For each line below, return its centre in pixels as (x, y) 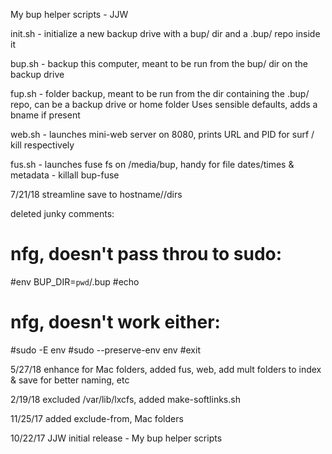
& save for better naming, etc (70, 380)
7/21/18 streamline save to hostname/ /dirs (96, 194)
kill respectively (42, 145)
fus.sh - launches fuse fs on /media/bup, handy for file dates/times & (152, 164)
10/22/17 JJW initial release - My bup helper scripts (116, 438)
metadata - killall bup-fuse (65, 175)
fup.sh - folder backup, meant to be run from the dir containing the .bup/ (160, 93)
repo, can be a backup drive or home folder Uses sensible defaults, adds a (164, 104)
